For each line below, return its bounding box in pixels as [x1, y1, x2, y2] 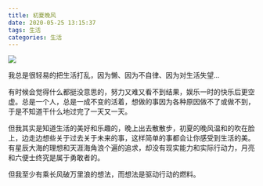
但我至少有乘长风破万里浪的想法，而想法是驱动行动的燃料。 [8, 170, 200, 179]
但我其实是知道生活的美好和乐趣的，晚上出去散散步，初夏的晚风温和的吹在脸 [8, 123, 255, 133]
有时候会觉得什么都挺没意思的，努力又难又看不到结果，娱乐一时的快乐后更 [8, 87, 248, 97]
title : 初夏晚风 [8, 11, 56, 20]
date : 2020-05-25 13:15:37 [8, 19, 96, 27]
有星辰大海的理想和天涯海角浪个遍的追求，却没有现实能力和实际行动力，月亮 [8, 143, 255, 153]
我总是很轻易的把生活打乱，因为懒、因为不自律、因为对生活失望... [8, 71, 221, 80]
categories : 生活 [8, 33, 63, 42]
